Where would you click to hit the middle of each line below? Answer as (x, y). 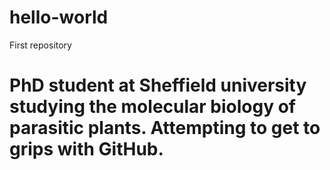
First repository (40, 45)
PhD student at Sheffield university (158, 85)
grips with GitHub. (86, 149)
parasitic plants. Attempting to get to (165, 128)
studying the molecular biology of (153, 107)
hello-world (59, 17)
